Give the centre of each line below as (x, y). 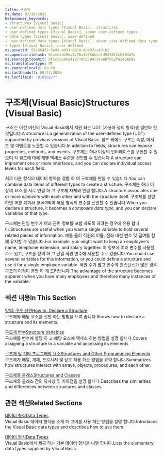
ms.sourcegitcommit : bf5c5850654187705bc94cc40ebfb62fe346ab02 (70, 59)
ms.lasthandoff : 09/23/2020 (33, 73)
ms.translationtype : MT (29, 64)
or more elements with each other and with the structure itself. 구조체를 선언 (80, 196)
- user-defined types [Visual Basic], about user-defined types (71, 32)
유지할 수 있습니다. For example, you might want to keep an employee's (80, 241)
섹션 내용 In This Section (41, 298)
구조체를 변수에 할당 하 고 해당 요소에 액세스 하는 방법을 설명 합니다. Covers (76, 338)
